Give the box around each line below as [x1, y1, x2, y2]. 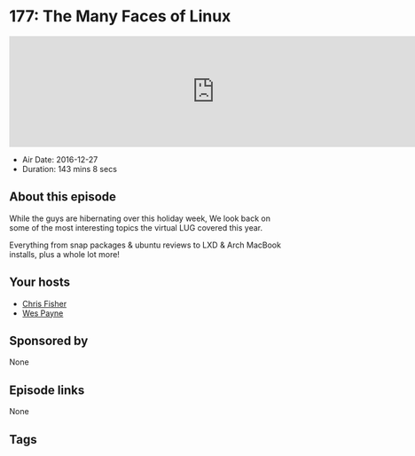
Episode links [9, 382, 85, 397]
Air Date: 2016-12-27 [21, 153, 98, 165]
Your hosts [9, 275, 71, 290]
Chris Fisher [21, 298, 67, 309]
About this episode [9, 189, 117, 205]
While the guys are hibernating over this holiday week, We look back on [9, 213, 270, 224]
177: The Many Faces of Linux [9, 6, 231, 27]
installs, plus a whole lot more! [9, 248, 120, 259]
